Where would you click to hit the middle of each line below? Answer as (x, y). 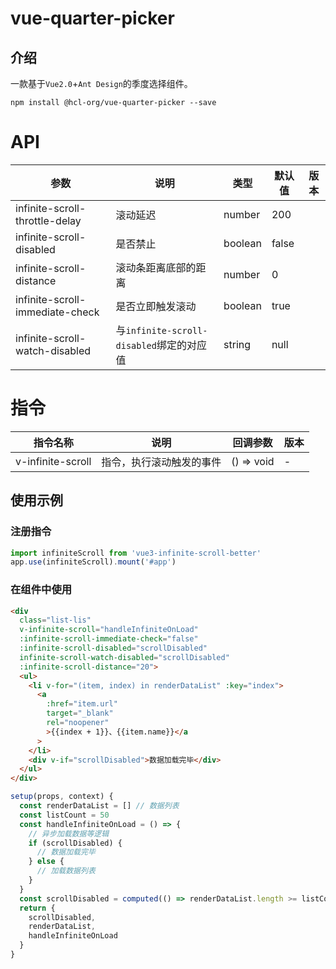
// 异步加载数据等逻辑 (69, 833)
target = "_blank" (80, 713)
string (237, 344)
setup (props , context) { (62, 797)
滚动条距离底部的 (156, 267)
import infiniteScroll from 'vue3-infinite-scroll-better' (136, 553)
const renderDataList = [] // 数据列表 (99, 806)
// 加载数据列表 (66, 871)
